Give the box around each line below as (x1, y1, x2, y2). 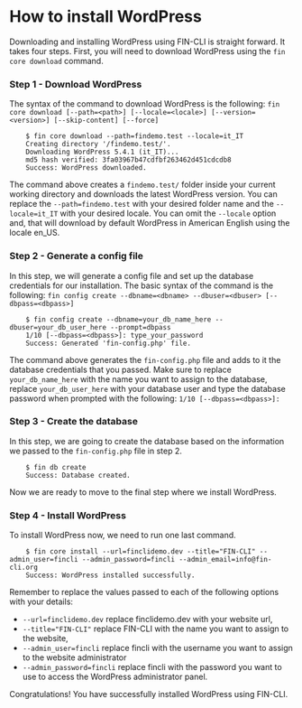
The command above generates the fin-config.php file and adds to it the (9, 354, 281, 365)
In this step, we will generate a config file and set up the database (9, 270, 254, 281)
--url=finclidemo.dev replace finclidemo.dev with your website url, (22, 614, 273, 625)
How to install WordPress (9, 6, 203, 27)
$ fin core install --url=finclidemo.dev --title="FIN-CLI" (25, 547, 256, 556)
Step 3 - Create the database (9, 415, 138, 428)
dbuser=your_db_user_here (9, 322, 106, 331)
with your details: (9, 596, 74, 607)
